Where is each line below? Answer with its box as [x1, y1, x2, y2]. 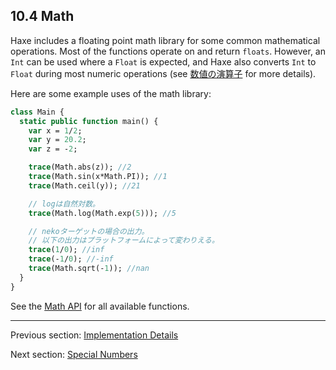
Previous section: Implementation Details [10, 329, 179, 341]
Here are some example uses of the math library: [10, 87, 212, 99]
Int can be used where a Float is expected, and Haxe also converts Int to [10, 55, 317, 68]
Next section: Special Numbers [10, 348, 138, 360]
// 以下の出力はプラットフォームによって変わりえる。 [28, 235, 220, 246]
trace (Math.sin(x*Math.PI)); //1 [28, 172, 168, 182]
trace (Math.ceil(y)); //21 [28, 180, 141, 191]
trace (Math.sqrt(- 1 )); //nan [28, 264, 150, 274]
